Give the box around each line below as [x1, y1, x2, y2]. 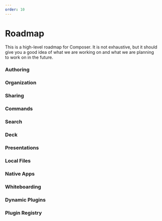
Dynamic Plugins [5, 196, 46, 203]
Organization [5, 79, 36, 86]
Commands [5, 105, 33, 112]
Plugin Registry [5, 209, 42, 216]
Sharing [5, 93, 24, 99]
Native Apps [5, 170, 35, 177]
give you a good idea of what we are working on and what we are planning [5, 49, 154, 55]
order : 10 [5, 7, 25, 12]
